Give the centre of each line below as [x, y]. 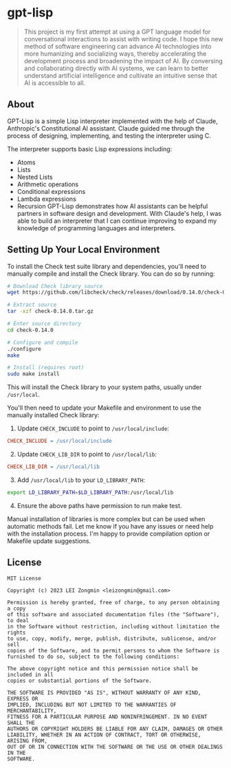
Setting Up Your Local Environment [84, 250]
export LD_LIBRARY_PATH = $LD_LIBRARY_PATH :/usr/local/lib [90, 492]
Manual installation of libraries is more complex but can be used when [106, 519]
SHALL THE [21, 723]
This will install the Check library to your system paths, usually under [104, 387]
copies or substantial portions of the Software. [80, 681]
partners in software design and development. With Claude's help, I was [119, 213]
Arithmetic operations [48, 184]
